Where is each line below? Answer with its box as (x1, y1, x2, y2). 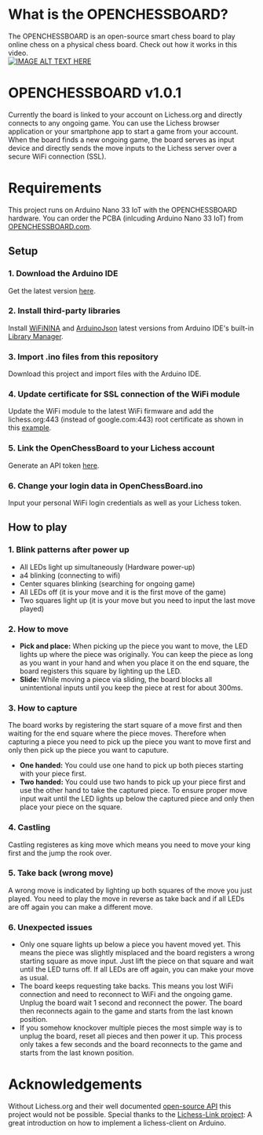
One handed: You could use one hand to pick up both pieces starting (19, 761, 243, 770)
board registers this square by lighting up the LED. (19, 666, 182, 676)
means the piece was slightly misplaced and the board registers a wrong (19, 948, 255, 958)
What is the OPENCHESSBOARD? (8, 5, 229, 24)
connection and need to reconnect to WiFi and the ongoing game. (19, 990, 233, 999)
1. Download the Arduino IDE (8, 268, 119, 279)
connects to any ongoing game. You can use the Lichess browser (8, 118, 220, 127)
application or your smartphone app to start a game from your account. (8, 126, 239, 136)
